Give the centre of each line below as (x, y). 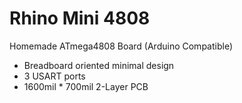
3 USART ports (54, 76)
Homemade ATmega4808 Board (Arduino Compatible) (121, 46)
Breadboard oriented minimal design (99, 65)
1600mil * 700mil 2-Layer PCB (86, 86)
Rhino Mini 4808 (80, 18)
